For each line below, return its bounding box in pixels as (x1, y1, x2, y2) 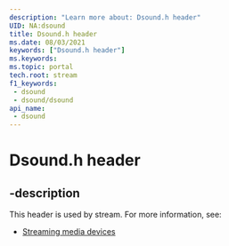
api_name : (9, 104, 46, 113)
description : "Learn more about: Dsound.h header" (9, 12, 201, 22)
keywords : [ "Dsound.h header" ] (9, 46, 126, 55)
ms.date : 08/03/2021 (9, 37, 86, 47)
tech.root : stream (9, 71, 78, 80)
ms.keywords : (9, 54, 58, 63)
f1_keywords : (9, 79, 58, 88)
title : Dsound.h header (9, 29, 98, 38)
